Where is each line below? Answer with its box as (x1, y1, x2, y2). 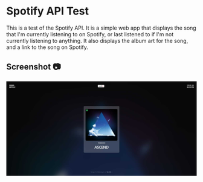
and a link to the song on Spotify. (6, 44, 89, 51)
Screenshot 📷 (6, 62, 62, 72)
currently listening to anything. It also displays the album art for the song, (6, 37, 188, 44)
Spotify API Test (6, 4, 89, 18)
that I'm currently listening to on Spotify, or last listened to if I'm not (6, 30, 174, 37)
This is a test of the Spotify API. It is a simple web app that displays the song (6, 24, 196, 31)
